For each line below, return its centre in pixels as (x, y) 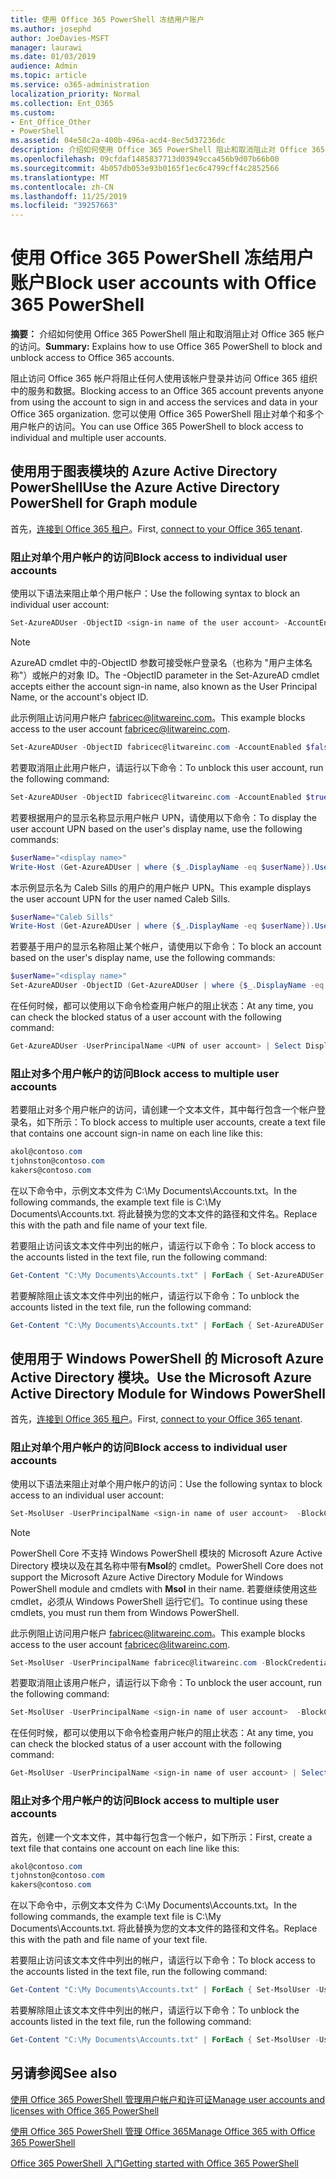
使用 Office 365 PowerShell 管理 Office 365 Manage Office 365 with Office (163, 2131)
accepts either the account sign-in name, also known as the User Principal (164, 687)
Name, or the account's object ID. (79, 697)
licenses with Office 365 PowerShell (85, 2110)
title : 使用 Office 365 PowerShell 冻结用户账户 (107, 19)
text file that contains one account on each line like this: (125, 1848)
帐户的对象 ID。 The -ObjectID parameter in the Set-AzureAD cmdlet (180, 675)
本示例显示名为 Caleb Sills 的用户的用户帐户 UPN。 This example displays (161, 887)
